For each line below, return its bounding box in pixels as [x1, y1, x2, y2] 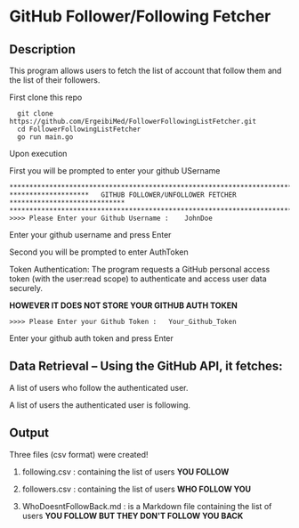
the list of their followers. [9, 75, 101, 85]
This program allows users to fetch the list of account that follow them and [9, 65, 282, 76]
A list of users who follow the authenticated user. [9, 382, 189, 393]
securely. [9, 283, 43, 293]
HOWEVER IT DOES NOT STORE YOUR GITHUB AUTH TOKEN [9, 300, 238, 311]
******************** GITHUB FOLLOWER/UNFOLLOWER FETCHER [9, 191, 238, 199]
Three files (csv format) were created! [9, 449, 149, 459]
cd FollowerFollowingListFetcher [17, 125, 141, 134]
